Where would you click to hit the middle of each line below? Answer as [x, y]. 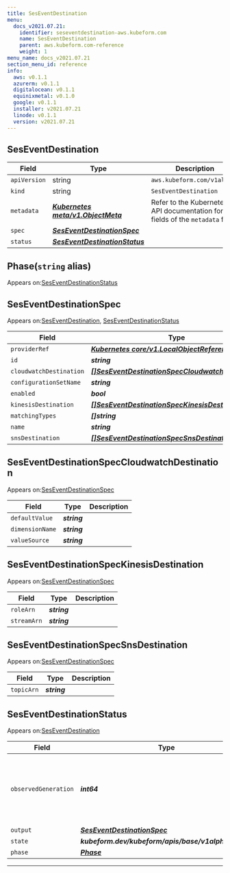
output [21, 830]
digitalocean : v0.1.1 [44, 90]
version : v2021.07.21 [44, 122]
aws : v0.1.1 [30, 77]
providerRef [30, 349]
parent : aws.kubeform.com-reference [72, 45]
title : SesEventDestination [47, 13]
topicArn [25, 690]
